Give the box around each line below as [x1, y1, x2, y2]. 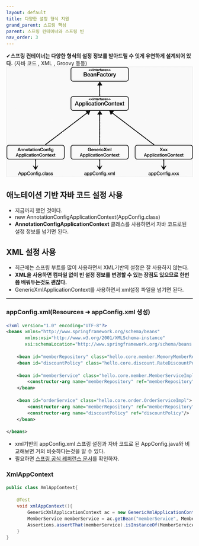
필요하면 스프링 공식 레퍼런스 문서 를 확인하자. [14, 455, 120, 462]
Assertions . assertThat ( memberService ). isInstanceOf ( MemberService [27, 522, 195, 528]
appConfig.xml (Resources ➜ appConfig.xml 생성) [6, 308, 150, 317]
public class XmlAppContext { [6, 484, 78, 490]
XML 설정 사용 [6, 247, 56, 257]
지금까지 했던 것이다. [14, 207, 63, 214]
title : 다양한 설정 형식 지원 [6, 15, 70, 22]
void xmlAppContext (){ [17, 503, 73, 509]
